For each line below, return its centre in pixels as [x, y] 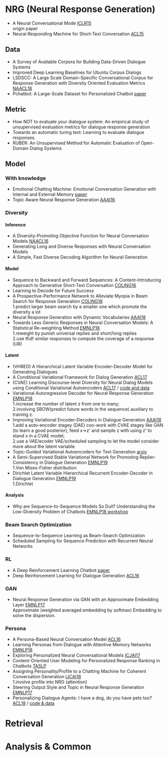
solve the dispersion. [34, 615]
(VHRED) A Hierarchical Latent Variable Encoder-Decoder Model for [82, 366]
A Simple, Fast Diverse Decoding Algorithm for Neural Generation [80, 257]
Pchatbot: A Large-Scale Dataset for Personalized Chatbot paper [79, 93]
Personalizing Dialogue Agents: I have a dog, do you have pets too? [82, 698]
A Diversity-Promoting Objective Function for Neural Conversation [80, 236]
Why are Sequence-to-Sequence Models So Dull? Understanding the [84, 506]
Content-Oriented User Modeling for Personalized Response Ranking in [86, 661]
